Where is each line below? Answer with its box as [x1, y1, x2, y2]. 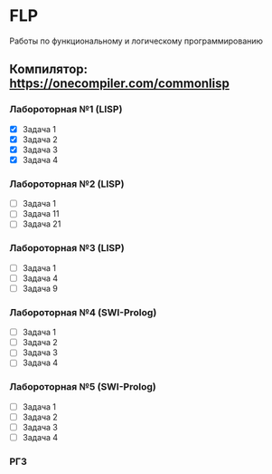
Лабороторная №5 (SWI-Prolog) [9, 381, 156, 393]
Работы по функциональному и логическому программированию [9, 35, 264, 46]
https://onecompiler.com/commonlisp [9, 76, 230, 92]
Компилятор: [9, 62, 89, 77]
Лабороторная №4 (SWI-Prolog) [9, 305, 157, 318]
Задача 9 [22, 283, 59, 294]
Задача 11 [22, 208, 61, 219]
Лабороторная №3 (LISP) [9, 242, 125, 255]
